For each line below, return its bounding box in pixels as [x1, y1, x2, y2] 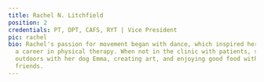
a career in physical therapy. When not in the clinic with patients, [15, 48, 251, 55]
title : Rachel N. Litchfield [8, 11, 104, 20]
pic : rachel [8, 33, 47, 41]
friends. [15, 62, 44, 70]
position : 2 [8, 19, 47, 27]
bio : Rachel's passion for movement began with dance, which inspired [8, 41, 244, 48]
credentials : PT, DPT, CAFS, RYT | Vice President [8, 26, 178, 34]
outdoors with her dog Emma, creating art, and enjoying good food [15, 55, 241, 63]
